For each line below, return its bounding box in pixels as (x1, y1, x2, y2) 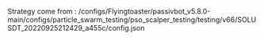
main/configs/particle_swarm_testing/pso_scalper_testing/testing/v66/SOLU (7, 15, 257, 24)
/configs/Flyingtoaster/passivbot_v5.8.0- (78, 7, 211, 16)
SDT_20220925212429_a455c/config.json (7, 24, 145, 32)
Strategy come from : (7, 7, 77, 16)
